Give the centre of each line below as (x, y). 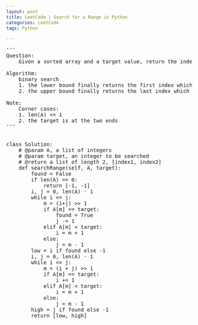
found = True (75, 215)
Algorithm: (22, 74)
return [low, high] (59, 316)
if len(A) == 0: (54, 180)
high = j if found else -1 (70, 310)
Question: (20, 56)
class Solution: (29, 144)
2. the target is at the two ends (68, 121)
